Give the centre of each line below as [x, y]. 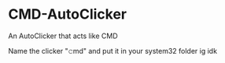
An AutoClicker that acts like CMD [63, 36]
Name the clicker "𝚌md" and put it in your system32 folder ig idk [113, 51]
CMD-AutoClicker [68, 14]
